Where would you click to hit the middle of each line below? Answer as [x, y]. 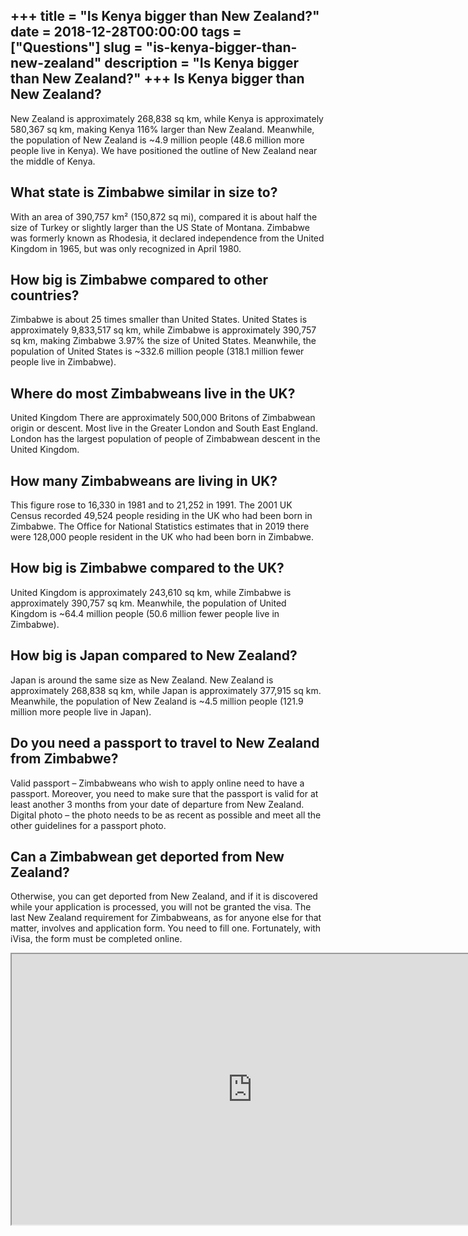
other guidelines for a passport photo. [88, 825]
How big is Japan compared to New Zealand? [154, 655]
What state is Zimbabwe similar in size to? [144, 192]
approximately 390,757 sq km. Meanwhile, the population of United [148, 603]
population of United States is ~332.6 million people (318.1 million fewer [157, 351]
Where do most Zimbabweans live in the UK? [153, 393]
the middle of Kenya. [53, 161]
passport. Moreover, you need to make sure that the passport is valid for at [164, 793]
